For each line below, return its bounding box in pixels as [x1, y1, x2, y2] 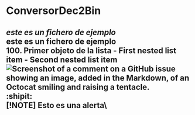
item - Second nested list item [6, 54, 118, 65]
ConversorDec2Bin [6, 4, 101, 18]
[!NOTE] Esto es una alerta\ [6, 100, 107, 110]
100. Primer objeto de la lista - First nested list [6, 46, 177, 55]
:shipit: [6, 91, 33, 101]
